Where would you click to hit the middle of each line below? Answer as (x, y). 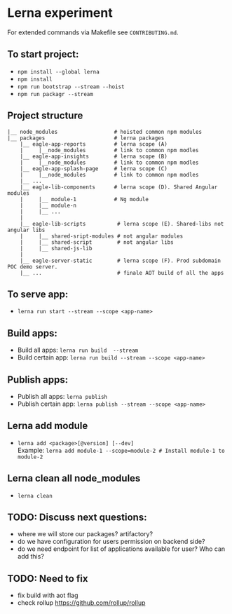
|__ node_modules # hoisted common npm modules (104, 132)
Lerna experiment (60, 13)
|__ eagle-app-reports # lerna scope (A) (94, 144)
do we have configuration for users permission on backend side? (111, 542)
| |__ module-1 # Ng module (84, 199)
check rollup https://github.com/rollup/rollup (81, 603)
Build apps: (33, 333)
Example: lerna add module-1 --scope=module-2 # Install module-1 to (121, 450)
